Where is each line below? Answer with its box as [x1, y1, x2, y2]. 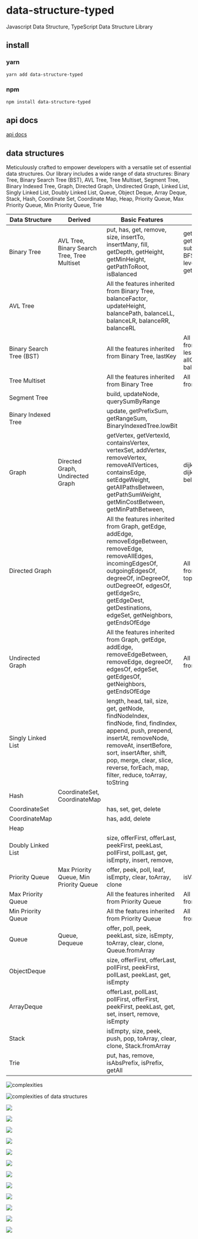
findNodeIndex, [106, 712, 150, 720]
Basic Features [120, 215, 164, 224]
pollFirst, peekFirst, [106, 963, 160, 971]
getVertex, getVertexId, [106, 432, 171, 440]
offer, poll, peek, [106, 924, 152, 932]
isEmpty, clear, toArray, [106, 873, 171, 881]
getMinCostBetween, [106, 498, 165, 506]
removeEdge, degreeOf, [106, 658, 173, 666]
